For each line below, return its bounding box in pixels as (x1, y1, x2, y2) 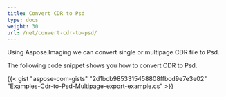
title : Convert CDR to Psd (7, 10, 85, 17)
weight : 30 (7, 23, 39, 30)
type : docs (7, 17, 39, 23)
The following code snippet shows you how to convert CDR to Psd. (7, 61, 198, 69)
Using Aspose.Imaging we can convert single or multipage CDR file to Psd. (7, 48, 220, 56)
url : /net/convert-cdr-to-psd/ (7, 29, 97, 36)
